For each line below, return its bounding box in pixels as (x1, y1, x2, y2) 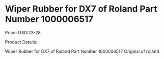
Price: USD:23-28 (5, 29, 41, 35)
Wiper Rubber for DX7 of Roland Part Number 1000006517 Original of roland (5, 48, 160, 54)
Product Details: (5, 39, 38, 44)
